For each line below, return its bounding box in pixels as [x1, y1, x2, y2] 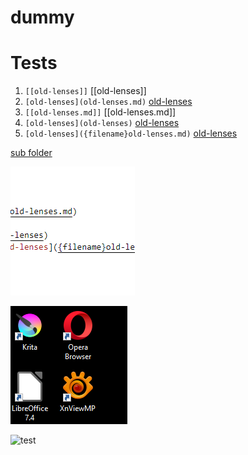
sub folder [10, 147, 53, 159]
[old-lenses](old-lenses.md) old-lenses [24, 96, 193, 108]
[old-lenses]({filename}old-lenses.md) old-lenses [24, 127, 238, 140]
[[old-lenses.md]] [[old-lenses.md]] [24, 106, 177, 118]
